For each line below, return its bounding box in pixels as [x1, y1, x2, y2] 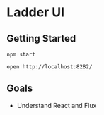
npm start [6, 51, 36, 58]
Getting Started [6, 32, 76, 44]
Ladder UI [6, 4, 65, 20]
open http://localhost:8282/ [6, 63, 93, 71]
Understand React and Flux [16, 101, 97, 109]
